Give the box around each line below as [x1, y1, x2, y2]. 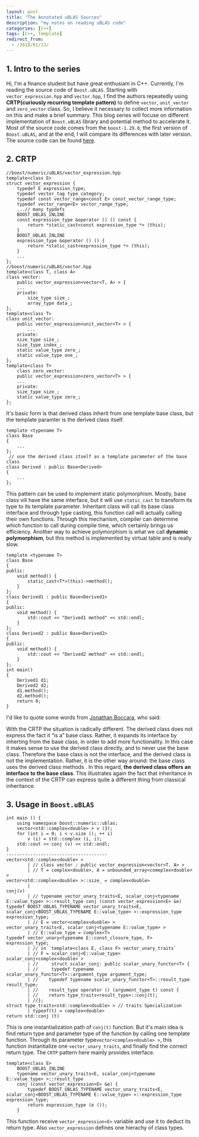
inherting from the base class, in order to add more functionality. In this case [6, 738, 193, 745]
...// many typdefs [17, 206, 65, 212]
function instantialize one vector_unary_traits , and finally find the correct [6, 1043, 188, 1050]
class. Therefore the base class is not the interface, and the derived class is [6, 750, 191, 758]
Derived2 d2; [17, 683, 49, 689]
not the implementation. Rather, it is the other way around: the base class [6, 757, 185, 764]
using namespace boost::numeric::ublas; [17, 820, 118, 827]
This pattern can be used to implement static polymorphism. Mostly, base [6, 490, 187, 497]
